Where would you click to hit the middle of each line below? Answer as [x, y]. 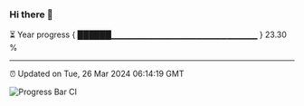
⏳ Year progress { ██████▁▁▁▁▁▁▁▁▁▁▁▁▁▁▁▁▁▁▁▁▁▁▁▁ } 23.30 [148, 34]
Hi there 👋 [32, 14]
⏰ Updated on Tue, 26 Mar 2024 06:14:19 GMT [97, 74]
